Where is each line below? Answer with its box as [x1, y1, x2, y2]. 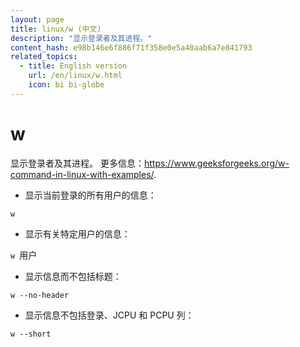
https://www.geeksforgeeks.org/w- [143, 157, 290, 169]
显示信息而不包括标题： [24, 270, 122, 282]
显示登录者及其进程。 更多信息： [10, 157, 145, 169]
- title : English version [19, 61, 128, 71]
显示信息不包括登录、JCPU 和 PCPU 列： [24, 309, 195, 321]
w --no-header [10, 290, 70, 300]
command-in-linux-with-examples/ [10, 168, 155, 180]
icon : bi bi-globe [28, 80, 105, 90]
